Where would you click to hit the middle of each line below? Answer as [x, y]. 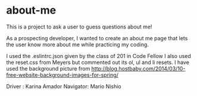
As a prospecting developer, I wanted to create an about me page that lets [97, 38]
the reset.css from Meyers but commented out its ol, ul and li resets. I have [98, 62]
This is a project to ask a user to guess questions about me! [79, 27]
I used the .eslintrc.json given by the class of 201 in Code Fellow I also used [99, 56]
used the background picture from [48, 68]
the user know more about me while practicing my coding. [77, 44]
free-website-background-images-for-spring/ [62, 75]
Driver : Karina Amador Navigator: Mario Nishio [64, 86]
